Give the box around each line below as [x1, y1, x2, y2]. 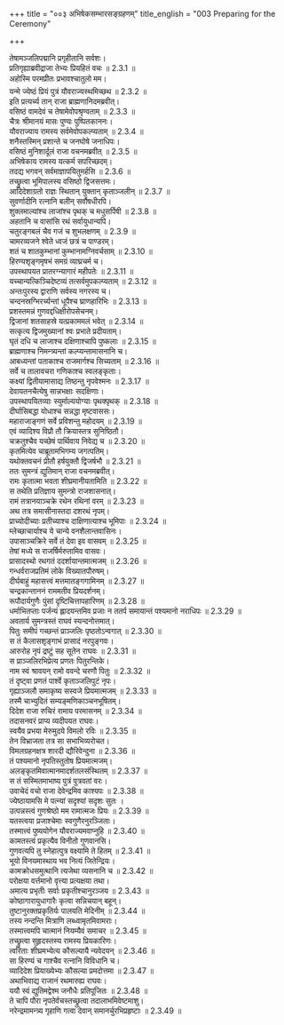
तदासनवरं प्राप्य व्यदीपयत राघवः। [9, 716, 99, 726]
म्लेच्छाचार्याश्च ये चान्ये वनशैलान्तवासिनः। [9, 526, 122, 536]
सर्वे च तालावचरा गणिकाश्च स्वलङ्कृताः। [9, 366, 122, 377]
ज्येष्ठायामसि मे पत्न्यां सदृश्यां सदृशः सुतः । [9, 796, 124, 806]
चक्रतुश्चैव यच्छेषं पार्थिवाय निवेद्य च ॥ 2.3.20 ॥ [9, 436, 145, 446]
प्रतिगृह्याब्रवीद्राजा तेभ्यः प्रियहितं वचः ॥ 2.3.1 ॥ [9, 63, 136, 73]
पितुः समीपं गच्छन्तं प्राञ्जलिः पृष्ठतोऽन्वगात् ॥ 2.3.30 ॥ [9, 626, 162, 636]
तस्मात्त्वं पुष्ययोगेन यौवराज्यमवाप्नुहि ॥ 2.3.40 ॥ [9, 826, 145, 836]
